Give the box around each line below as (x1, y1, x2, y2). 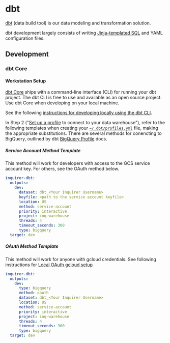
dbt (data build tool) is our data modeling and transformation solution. (5, 20, 151, 26)
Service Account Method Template (5, 148, 81, 154)
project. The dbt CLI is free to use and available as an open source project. (5, 95, 162, 101)
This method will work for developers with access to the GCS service (5, 160, 150, 166)
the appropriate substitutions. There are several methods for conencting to (5, 130, 162, 136)
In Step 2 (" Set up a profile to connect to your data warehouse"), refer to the (5, 120, 165, 126)
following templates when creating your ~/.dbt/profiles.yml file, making (5, 125, 159, 131)
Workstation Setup (5, 77, 46, 84)
